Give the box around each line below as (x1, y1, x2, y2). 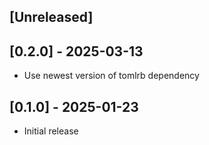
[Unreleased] (9, 9, 94, 26)
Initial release (23, 125, 79, 137)
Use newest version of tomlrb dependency (23, 70, 200, 82)
